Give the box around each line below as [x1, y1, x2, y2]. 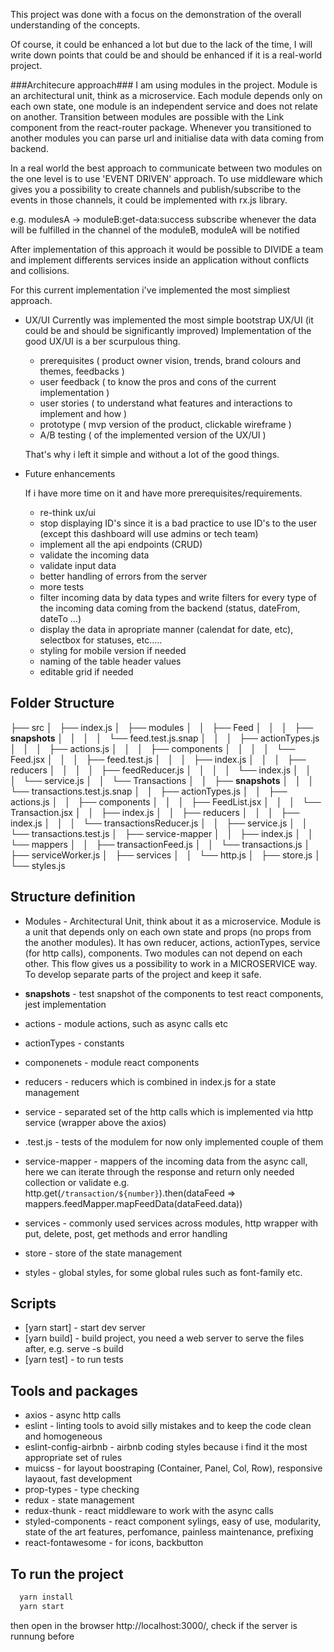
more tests [39, 581, 85, 593]
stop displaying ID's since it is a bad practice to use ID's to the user [39, 517, 317, 529]
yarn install [19, 1592, 74, 1603]
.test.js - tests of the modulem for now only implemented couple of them [24, 1135, 324, 1148]
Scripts [10, 1295, 57, 1313]
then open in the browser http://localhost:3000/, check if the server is [10, 1619, 298, 1631]
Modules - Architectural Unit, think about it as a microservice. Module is [24, 915, 322, 927]
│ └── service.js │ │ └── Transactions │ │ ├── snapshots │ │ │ [10, 774, 315, 786]
